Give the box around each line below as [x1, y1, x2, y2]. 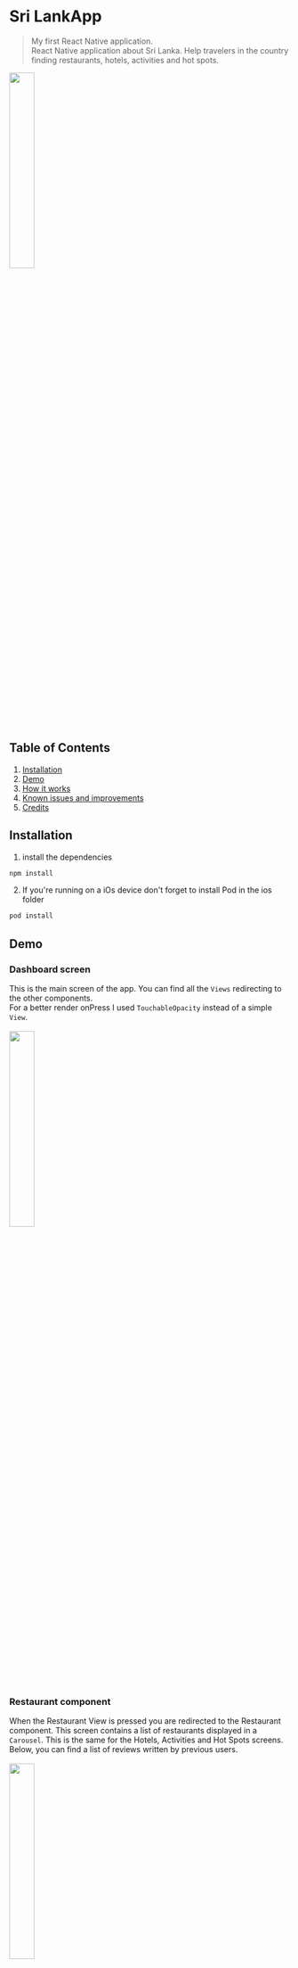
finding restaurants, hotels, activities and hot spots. [30, 54, 220, 65]
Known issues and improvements [21, 792, 144, 803]
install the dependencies [21, 852, 113, 862]
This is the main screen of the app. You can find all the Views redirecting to [9, 984, 282, 993]
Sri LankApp [9, 6, 102, 27]
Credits [21, 802, 50, 812]
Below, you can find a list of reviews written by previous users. [9, 1744, 238, 1755]
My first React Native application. [30, 36, 154, 46]
